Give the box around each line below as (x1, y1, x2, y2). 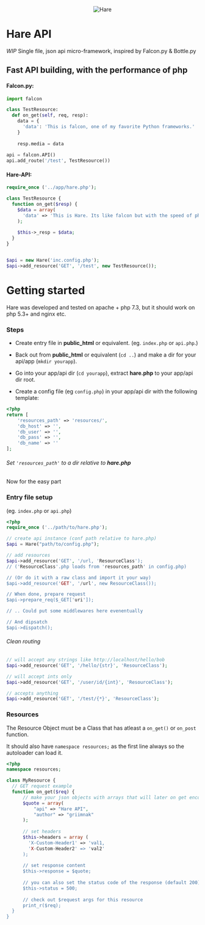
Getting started (6, 284, 85, 297)
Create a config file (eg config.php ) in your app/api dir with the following (15, 388, 198, 395)
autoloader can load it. (6, 749, 63, 756)
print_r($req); (22, 902, 62, 909)
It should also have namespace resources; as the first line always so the (6, 742, 184, 750)
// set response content (22, 863, 86, 869)
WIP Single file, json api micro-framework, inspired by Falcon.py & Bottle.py (6, 47, 196, 54)
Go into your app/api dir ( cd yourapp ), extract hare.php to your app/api (15, 369, 193, 377)
